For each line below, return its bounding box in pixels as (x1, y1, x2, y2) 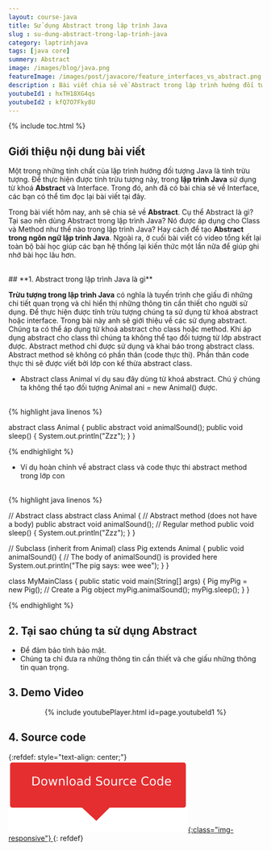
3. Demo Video (8, 686, 85, 699)
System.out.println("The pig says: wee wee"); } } (8, 561, 169, 570)
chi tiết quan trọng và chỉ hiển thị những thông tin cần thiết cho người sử (8, 298, 248, 308)
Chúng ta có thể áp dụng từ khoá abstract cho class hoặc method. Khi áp (8, 324, 252, 334)
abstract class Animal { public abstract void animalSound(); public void (8, 423, 244, 432)
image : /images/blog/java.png (8, 65, 110, 73)
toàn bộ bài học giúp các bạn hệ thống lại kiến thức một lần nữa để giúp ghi (8, 242, 260, 252)
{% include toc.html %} (8, 121, 86, 131)
